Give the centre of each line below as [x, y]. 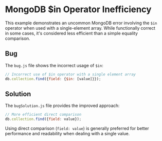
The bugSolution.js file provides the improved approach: [63, 106]
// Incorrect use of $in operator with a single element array [71, 74]
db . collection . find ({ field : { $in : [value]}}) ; [53, 79]
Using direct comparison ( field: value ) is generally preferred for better [77, 128]
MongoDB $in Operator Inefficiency [78, 9]
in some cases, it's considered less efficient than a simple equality [72, 33]
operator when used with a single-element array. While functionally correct [80, 28]
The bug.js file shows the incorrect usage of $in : [54, 65]
